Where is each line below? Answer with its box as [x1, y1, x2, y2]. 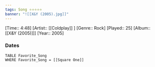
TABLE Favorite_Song [5, 53, 47, 58]
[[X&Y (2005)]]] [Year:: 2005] [5, 30, 64, 36]
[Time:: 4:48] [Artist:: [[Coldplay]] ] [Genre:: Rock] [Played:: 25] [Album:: [5, 25, 151, 31]
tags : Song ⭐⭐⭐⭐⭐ [5, 7, 43, 12]
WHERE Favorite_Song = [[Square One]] [5, 57, 84, 62]
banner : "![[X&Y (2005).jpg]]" [5, 12, 69, 17]
